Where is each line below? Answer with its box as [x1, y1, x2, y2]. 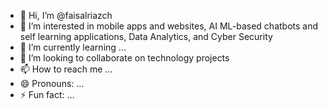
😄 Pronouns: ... [19, 78, 85, 89]
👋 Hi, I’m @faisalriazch [19, 10, 113, 21]
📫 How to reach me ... [19, 63, 113, 75]
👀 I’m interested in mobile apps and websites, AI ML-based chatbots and [19, 20, 319, 32]
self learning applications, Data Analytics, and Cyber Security [19, 31, 273, 42]
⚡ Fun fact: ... [19, 89, 75, 100]
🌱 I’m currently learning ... [19, 41, 127, 53]
